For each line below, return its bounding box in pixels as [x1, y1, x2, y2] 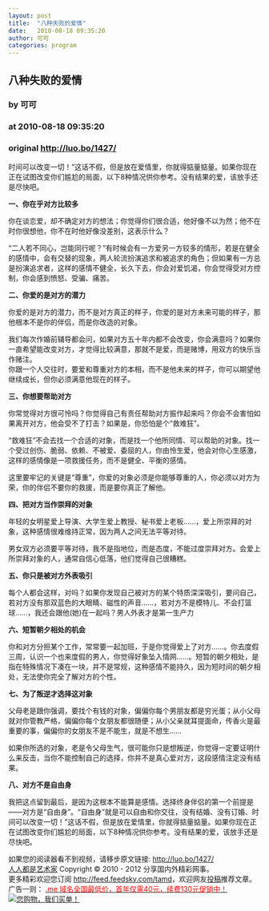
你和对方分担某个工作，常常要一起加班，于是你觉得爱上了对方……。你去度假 [8, 642, 259, 651]
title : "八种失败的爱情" [8, 19, 86, 27]
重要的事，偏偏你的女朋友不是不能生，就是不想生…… [8, 726, 183, 736]
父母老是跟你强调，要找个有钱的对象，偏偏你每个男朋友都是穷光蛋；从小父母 [8, 706, 261, 715]
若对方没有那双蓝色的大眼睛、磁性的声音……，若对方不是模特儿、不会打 [8, 598, 246, 607]
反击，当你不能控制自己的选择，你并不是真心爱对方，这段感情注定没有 [22, 752, 254, 762]
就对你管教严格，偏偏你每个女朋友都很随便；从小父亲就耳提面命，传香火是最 [8, 715, 261, 725]
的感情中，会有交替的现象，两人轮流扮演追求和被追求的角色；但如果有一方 [8, 253, 254, 263]
